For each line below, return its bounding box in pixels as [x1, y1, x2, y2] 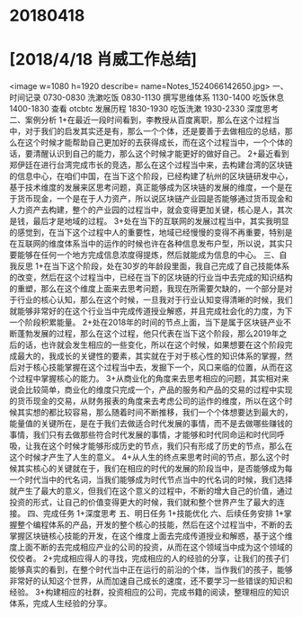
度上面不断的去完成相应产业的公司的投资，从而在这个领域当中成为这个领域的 [9, 541, 293, 553]
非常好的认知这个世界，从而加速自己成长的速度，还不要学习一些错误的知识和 [9, 576, 293, 586]
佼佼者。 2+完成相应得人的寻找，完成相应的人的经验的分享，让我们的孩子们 [9, 553, 289, 564]
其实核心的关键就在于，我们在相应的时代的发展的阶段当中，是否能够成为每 [16, 463, 293, 474]
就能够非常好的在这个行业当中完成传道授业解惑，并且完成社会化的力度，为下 [9, 306, 293, 317]
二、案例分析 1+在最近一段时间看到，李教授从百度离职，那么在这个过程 [9, 114, 272, 126]
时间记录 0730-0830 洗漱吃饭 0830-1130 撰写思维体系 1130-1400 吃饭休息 [9, 92, 285, 103]
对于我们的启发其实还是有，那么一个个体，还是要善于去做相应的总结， [24, 126, 285, 137]
